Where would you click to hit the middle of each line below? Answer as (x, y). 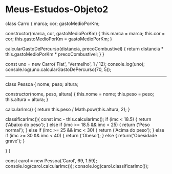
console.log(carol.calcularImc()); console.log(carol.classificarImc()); (77, 166)
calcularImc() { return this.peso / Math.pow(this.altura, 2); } (68, 109)
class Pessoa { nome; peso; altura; (42, 84)
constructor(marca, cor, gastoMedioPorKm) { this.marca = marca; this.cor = (85, 33)
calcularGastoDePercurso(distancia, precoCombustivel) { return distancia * (84, 48)
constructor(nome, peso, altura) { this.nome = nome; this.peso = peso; (80, 94)
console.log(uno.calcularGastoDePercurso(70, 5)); (58, 69)
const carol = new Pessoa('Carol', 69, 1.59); (51, 160)
